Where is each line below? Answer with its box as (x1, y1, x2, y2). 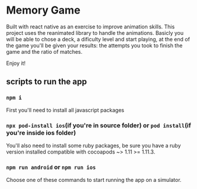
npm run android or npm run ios (6, 163, 96, 171)
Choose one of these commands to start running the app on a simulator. (6, 177, 182, 184)
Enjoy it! (6, 60, 26, 67)
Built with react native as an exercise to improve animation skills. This (6, 23, 175, 30)
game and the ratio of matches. (6, 48, 83, 55)
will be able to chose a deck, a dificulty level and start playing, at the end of (6, 35, 190, 43)
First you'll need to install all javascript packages (6, 106, 124, 113)
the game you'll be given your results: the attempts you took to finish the (6, 42, 183, 49)
